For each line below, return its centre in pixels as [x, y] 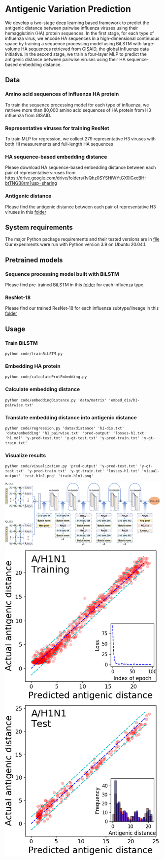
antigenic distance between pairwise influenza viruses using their [72, 28]
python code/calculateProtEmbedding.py [46, 377]
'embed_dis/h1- [124, 400]
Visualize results [26, 455]
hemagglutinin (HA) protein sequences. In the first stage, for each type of [80, 33]
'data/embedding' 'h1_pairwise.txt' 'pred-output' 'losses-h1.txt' [76, 433]
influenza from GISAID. [28, 115]
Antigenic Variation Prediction [68, 9]
